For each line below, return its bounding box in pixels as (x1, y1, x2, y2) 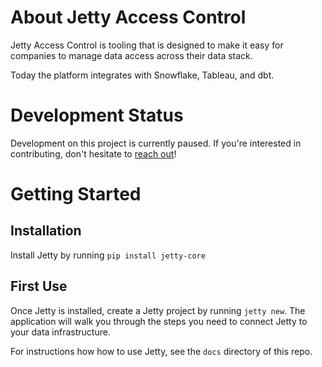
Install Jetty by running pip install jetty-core (10, 249, 206, 261)
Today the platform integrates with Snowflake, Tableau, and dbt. (10, 69, 275, 81)
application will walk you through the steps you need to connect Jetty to (10, 315, 308, 327)
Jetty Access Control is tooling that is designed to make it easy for (10, 39, 284, 51)
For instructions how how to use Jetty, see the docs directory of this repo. (10, 345, 313, 357)
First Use (10, 278, 68, 295)
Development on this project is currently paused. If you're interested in (10, 137, 302, 149)
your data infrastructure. (10, 326, 111, 338)
